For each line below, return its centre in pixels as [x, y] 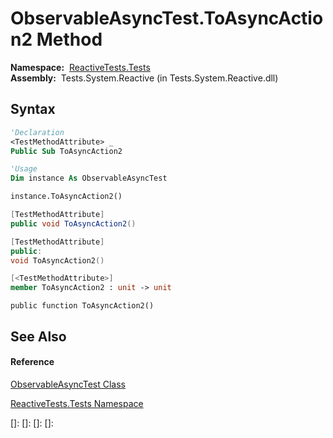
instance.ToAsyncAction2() [66, 197]
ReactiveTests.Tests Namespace [77, 403]
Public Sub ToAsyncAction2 [66, 151]
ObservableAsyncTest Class [68, 384]
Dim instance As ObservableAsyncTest [89, 178]
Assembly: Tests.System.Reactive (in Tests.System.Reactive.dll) [144, 78]
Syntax [33, 109]
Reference [32, 362]
